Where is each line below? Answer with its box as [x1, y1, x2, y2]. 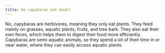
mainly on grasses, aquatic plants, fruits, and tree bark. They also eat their [5, 26, 159, 32]
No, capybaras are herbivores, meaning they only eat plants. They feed [5, 21, 153, 27]
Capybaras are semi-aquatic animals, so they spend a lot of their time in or [5, 37, 160, 43]
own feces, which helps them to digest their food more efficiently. [5, 31, 141, 37]
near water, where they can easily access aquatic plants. [5, 42, 123, 48]
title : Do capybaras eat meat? [5, 7, 71, 12]
